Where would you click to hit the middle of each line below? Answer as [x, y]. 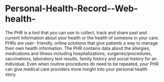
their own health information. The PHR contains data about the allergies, [78, 48]
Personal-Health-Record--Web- [71, 9]
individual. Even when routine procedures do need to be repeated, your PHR [82, 64]
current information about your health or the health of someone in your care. [82, 38]
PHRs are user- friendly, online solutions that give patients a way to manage [82, 43]
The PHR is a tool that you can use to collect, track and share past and [76, 32]
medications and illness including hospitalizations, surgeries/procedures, [79, 53]
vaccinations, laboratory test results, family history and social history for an [81, 58]
